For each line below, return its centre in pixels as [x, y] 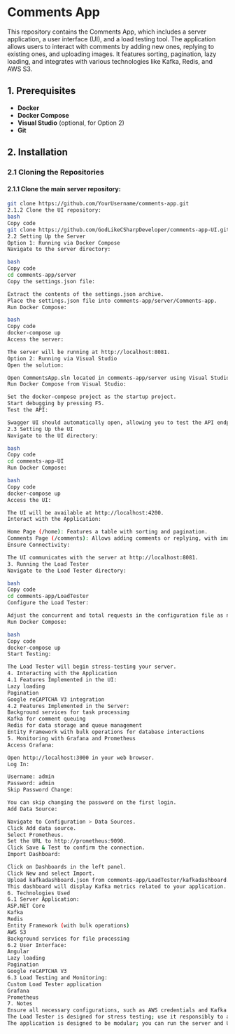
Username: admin [31, 777]
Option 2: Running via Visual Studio [62, 358]
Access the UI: [29, 500]
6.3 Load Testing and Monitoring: [58, 978]
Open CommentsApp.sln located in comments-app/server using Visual [108, 378]
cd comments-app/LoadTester [48, 597]
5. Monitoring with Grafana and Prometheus [72, 738]
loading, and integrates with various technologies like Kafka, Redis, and [110, 61]
